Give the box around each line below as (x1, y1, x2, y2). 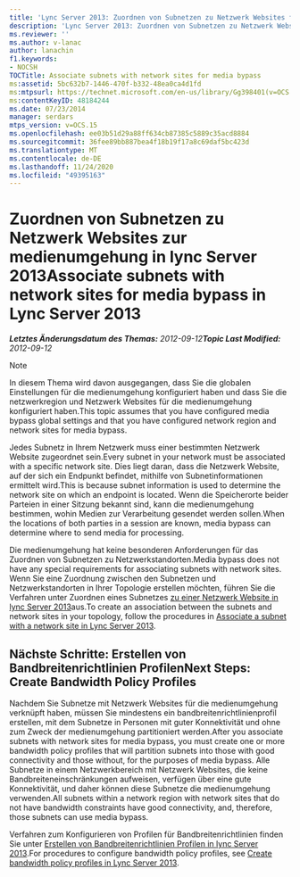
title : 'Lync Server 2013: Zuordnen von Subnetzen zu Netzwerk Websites (9, 12, 286, 22)
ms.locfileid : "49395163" (9, 170, 105, 179)
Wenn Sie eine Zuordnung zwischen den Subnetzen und (9, 573, 216, 584)
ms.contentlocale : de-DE (9, 153, 102, 163)
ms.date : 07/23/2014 (9, 104, 87, 113)
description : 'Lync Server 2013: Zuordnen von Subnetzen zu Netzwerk (9, 21, 274, 30)
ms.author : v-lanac (9, 37, 82, 47)
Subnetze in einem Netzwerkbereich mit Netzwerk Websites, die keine (9, 765, 269, 774)
